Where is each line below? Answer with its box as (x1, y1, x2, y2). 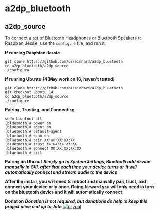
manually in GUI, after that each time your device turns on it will (5, 164, 137, 170)
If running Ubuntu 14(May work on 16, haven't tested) (5, 76, 115, 82)
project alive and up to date (5, 204, 62, 209)
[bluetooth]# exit (5, 150, 42, 155)
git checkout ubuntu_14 (5, 90, 53, 95)
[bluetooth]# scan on (5, 133, 49, 138)
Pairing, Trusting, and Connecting (5, 107, 75, 112)
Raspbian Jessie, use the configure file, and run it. (5, 40, 106, 46)
